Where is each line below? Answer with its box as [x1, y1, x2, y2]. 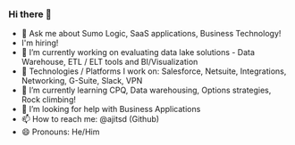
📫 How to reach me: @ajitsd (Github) [21, 114, 160, 125]
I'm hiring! [21, 37, 59, 48]
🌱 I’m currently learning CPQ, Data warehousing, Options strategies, [21, 85, 272, 96]
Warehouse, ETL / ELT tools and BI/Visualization [21, 57, 198, 68]
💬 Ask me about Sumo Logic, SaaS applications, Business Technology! [21, 28, 282, 39]
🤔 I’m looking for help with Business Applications [21, 104, 201, 115]
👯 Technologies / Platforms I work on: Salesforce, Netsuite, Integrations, [21, 66, 287, 77]
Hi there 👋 [8, 8, 53, 20]
